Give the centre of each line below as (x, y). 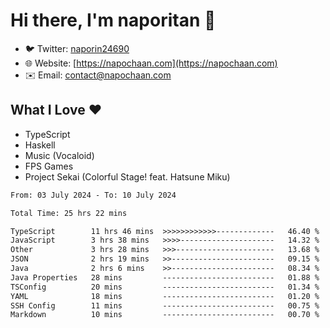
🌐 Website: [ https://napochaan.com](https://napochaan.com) (151, 63)
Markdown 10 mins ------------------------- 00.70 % (165, 315)
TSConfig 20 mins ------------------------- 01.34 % (165, 287)
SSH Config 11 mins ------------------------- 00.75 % (165, 305)
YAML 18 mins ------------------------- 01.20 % (165, 296)
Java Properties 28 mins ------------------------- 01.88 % (165, 277)
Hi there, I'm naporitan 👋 (113, 20)
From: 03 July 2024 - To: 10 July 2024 (93, 195)
